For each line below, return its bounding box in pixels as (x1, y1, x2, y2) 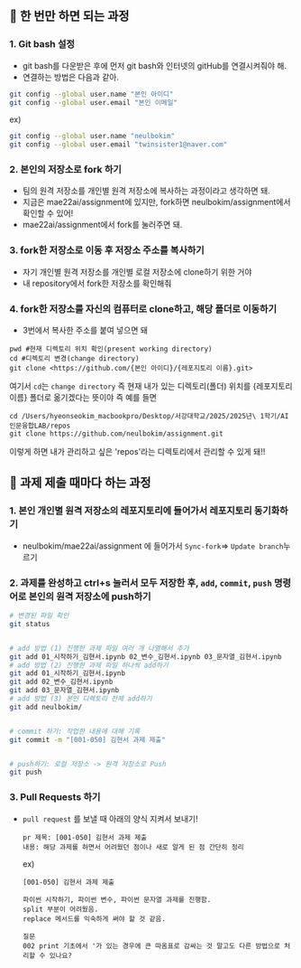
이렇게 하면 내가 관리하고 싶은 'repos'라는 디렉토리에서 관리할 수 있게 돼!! (9, 446, 266, 457)
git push (9, 767, 42, 777)
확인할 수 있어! (22, 208, 74, 219)
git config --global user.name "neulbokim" (9, 132, 176, 141)
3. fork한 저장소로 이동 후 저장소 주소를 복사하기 (9, 244, 205, 257)
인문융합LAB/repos (9, 421, 71, 431)
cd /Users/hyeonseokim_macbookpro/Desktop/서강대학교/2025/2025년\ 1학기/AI (9, 412, 289, 421)
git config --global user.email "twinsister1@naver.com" (9, 140, 228, 149)
